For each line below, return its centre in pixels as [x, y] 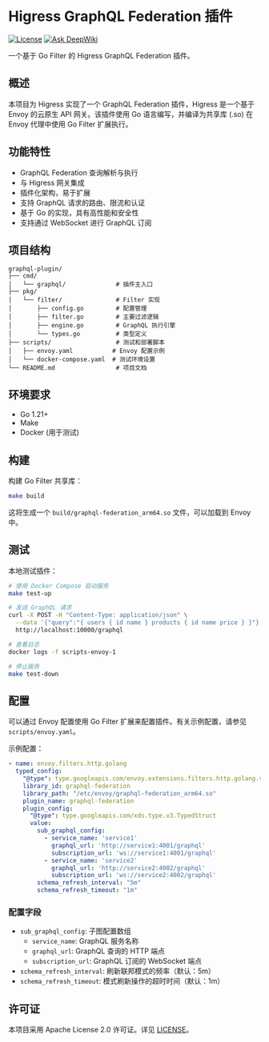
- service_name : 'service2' [90, 860]
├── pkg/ [23, 292]
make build [26, 496]
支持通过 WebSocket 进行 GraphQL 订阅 [86, 222]
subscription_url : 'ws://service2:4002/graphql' [134, 876]
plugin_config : [48, 808]
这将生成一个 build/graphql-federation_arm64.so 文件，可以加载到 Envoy [130, 512]
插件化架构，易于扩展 [55, 192]
